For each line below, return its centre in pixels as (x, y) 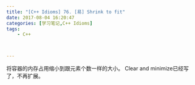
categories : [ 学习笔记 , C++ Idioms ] (50, 23)
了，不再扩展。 (25, 76)
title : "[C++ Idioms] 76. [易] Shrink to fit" (66, 12)
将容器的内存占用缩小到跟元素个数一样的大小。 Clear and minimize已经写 (98, 69)
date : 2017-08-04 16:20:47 (40, 18)
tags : (13, 29)
